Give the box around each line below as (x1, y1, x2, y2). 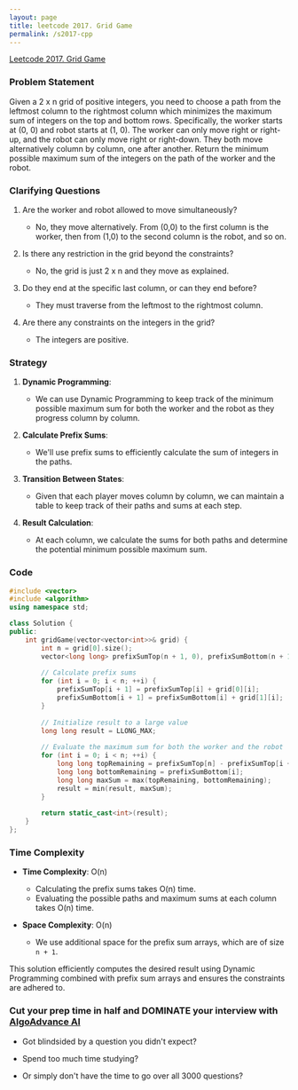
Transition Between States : (21, 474, 125, 485)
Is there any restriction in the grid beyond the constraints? (21, 248, 234, 258)
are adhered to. (9, 983, 66, 993)
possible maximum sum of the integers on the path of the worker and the (9, 153, 276, 163)
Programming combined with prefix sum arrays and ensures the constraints (9, 973, 286, 983)
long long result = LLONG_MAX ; (41, 726, 157, 735)
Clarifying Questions (9, 184, 100, 196)
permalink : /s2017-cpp (9, 29, 93, 38)
